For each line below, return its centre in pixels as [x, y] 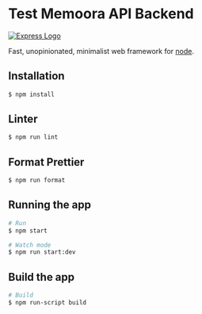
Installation [36, 76]
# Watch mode [30, 245]
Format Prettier [46, 162]
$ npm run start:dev [42, 252]
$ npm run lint [33, 137]
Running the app [50, 205]
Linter [23, 119]
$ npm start [28, 231]
